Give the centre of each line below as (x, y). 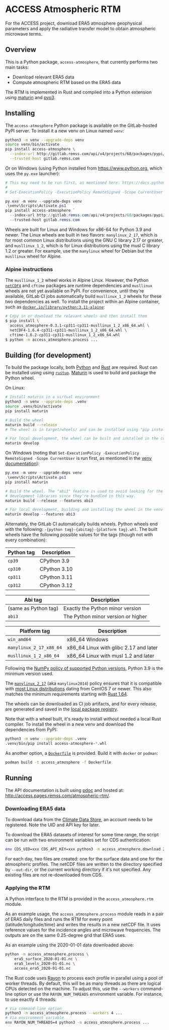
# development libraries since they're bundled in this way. (71, 496)
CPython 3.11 (56, 577)
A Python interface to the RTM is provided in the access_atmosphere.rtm (79, 899)
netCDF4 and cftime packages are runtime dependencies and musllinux (79, 286)
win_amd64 (19, 640)
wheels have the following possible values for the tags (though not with (79, 535)
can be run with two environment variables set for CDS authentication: (78, 840)
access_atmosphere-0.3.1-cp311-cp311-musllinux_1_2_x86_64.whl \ (80, 326)
